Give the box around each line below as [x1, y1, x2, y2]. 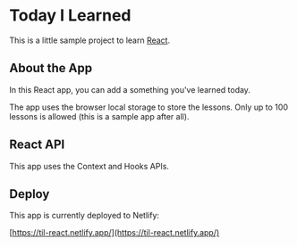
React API [9, 137, 65, 152]
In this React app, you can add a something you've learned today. [9, 84, 250, 95]
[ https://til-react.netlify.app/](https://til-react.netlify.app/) [9, 227, 220, 238]
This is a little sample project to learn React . [9, 35, 171, 45]
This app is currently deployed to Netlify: [9, 210, 159, 221]
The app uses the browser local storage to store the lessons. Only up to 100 [9, 102, 289, 112]
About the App [9, 61, 92, 76]
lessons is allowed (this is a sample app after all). [9, 111, 190, 121]
